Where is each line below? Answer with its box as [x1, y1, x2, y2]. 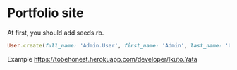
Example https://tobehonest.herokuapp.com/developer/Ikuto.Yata [7, 54, 197, 63]
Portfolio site [7, 5, 85, 21]
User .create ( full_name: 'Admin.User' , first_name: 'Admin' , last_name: [7, 42, 222, 49]
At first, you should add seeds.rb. [7, 28, 104, 37]
